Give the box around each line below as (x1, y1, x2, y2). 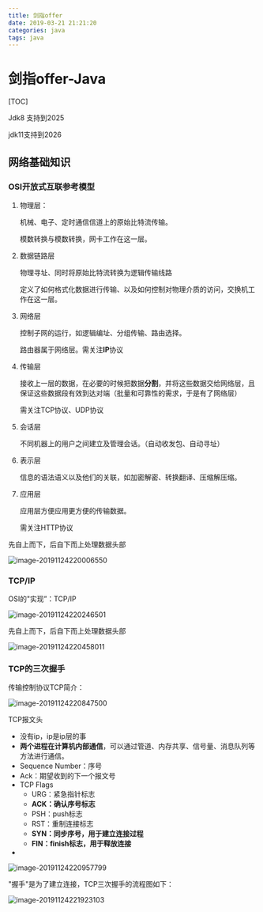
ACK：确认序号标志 (31, 800, 96, 809)
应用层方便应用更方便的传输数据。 (19, 505, 131, 515)
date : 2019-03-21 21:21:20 (8, 19, 97, 27)
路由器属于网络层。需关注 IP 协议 (19, 345, 124, 354)
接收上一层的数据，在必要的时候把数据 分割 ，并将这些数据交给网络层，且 (19, 378, 255, 388)
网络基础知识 (8, 155, 71, 168)
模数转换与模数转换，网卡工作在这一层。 (19, 234, 152, 244)
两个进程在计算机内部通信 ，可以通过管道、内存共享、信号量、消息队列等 (19, 741, 255, 751)
